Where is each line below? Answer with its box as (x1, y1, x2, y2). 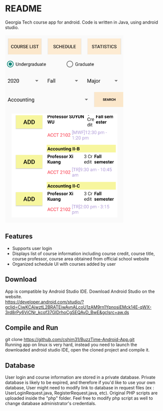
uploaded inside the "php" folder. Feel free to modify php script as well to (5, 395, 153, 401)
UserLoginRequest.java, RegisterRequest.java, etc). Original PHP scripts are (5, 390, 158, 396)
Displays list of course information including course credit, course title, (12, 251, 155, 256)
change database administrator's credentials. (5, 401, 96, 407)
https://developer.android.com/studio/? (5, 299, 84, 305)
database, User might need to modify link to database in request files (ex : (5, 385, 154, 391)
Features (5, 232, 33, 241)
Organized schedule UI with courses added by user (12, 261, 116, 267)
